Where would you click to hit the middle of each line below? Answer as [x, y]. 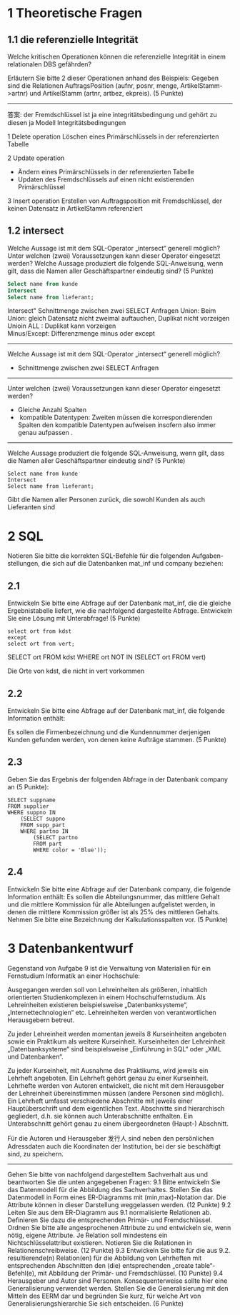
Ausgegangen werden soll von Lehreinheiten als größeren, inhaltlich [107, 989]
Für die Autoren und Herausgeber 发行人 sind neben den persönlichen [111, 1138]
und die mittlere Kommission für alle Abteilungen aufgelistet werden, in [111, 904]
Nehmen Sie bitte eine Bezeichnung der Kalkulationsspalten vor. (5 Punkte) [118, 919]
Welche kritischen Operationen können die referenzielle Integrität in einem [117, 56]
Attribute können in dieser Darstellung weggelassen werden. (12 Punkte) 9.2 [119, 1204]
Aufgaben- [207, 556]
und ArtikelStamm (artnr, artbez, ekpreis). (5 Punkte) [107, 93]
